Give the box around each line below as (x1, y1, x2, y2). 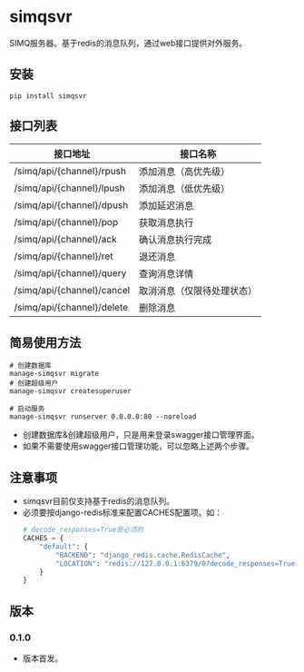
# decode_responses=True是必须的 (22, 525, 144, 535)
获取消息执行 (139, 216, 194, 229)
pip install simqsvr (9, 91, 88, 101)
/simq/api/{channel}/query (14, 266, 127, 279)
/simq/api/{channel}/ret (14, 250, 113, 262)
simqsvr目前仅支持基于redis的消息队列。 (22, 496, 175, 507)
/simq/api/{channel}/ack (14, 232, 117, 245)
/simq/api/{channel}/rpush (14, 164, 127, 177)
